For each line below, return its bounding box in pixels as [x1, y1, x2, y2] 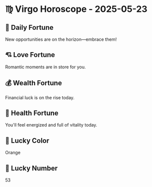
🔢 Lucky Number [5, 164, 58, 172]
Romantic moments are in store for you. [5, 63, 86, 70]
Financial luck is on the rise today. [5, 94, 75, 100]
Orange [5, 150, 21, 156]
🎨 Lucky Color [5, 136, 50, 145]
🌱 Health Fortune [5, 109, 59, 118]
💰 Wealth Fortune [5, 79, 62, 87]
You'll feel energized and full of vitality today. [5, 122, 98, 128]
